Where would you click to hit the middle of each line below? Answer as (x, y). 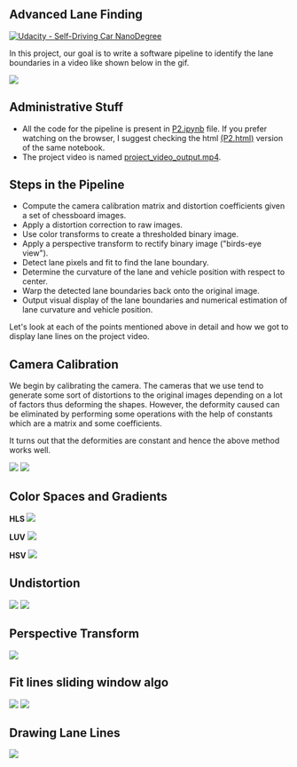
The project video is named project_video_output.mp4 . (121, 157)
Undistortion (45, 584)
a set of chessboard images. (74, 216)
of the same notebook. (63, 147)
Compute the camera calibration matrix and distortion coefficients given (153, 206)
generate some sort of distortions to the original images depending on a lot (146, 395)
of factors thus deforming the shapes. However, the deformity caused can (145, 405)
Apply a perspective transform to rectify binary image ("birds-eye (141, 244)
